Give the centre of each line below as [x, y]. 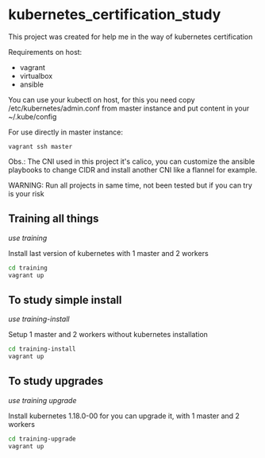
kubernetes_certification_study [115, 15]
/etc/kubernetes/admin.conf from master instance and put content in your [129, 108]
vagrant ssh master [40, 146]
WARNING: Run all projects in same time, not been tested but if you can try [130, 185]
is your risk [27, 193]
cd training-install [42, 349]
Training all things [54, 219]
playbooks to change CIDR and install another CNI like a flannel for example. [133, 169]
